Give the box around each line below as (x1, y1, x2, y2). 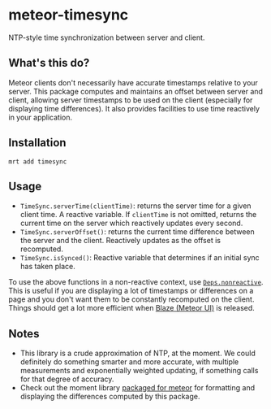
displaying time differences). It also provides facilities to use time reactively (8, 103, 260, 113)
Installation (8, 136, 67, 150)
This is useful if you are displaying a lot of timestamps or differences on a (8, 286, 254, 296)
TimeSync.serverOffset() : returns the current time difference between (19, 227, 256, 237)
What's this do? (8, 56, 90, 70)
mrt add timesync (8, 157, 67, 166)
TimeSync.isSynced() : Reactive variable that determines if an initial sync (19, 253, 260, 263)
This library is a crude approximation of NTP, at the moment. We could (19, 348, 256, 359)
